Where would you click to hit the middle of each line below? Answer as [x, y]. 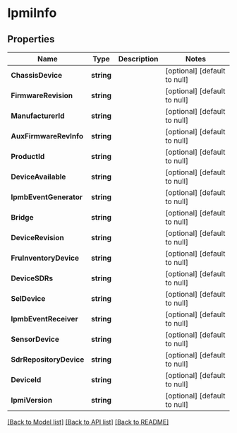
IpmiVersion [32, 400]
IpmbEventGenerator [47, 197]
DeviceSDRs [32, 278]
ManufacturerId [38, 116]
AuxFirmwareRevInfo [47, 136]
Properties [31, 39]
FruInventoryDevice [45, 258]
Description [138, 59]
